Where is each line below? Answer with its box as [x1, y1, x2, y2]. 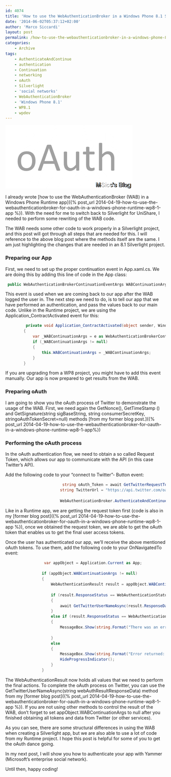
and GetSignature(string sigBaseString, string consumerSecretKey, [5, 410, 146, 417]
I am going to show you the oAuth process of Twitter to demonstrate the [5, 400, 156, 406]
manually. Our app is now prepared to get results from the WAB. [5, 375, 139, 381]
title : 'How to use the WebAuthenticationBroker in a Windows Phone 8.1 [5, 13, 163, 19]
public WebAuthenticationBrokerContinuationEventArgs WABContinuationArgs [7, 282, 169, 287]
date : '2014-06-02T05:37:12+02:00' [5, 19, 81, 24]
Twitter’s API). [5, 462, 35, 468]
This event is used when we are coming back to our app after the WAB [5, 291, 153, 297]
